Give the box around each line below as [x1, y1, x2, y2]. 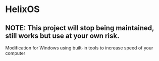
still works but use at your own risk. [5, 31, 120, 40]
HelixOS [5, 4, 40, 15]
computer [5, 50, 26, 56]
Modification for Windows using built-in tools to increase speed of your [5, 45, 153, 51]
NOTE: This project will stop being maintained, [5, 24, 154, 32]
